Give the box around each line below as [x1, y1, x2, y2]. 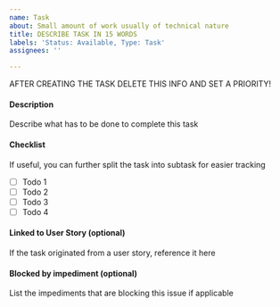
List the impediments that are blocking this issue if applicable [9, 287, 234, 299]
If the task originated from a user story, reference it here [9, 247, 216, 258]
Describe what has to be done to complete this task [9, 119, 199, 129]
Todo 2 [21, 187, 49, 197]
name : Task [9, 12, 50, 22]
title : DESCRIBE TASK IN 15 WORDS [9, 29, 138, 38]
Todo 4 [21, 206, 49, 217]
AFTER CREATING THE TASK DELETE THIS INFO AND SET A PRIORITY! [9, 79, 272, 89]
